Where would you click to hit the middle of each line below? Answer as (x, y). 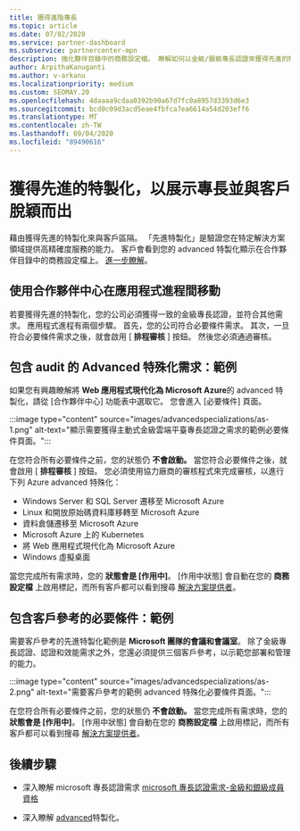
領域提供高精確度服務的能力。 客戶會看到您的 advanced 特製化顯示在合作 (144, 249)
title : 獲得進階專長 (43, 17)
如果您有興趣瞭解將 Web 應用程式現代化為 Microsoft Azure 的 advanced (142, 390)
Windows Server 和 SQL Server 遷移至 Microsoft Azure (123, 502)
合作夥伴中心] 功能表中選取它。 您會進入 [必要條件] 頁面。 (160, 402)
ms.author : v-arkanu (48, 76)
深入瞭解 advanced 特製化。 (73, 817)
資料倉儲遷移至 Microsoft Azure (80, 524)
